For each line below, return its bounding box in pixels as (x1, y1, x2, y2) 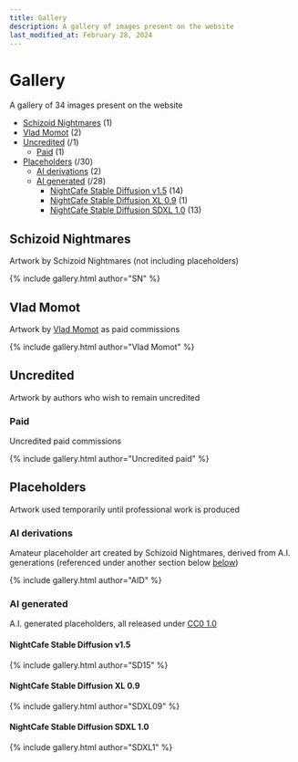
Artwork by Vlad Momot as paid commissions (9, 323, 180, 334)
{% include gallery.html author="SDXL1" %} (9, 742, 173, 753)
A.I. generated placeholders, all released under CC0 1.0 (9, 618, 217, 630)
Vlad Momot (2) (22, 127, 82, 138)
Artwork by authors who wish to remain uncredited (9, 391, 200, 402)
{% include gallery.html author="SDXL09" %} (9, 700, 180, 712)
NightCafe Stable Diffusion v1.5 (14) (49, 185, 184, 196)
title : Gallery (9, 13, 67, 23)
